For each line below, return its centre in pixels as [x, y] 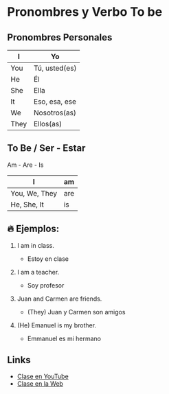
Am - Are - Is [25, 165]
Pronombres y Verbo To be [85, 12]
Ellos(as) [48, 124]
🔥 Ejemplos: [33, 229]
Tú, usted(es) [55, 68]
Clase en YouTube [43, 376]
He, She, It [27, 205]
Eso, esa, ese [55, 102]
